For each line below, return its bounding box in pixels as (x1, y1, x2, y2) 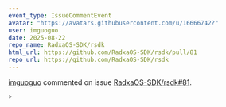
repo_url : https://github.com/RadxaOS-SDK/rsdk (8, 56, 169, 64)
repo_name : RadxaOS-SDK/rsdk (8, 41, 105, 49)
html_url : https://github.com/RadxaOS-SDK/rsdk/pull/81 (8, 48, 197, 56)
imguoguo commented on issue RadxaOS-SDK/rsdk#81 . (8, 77, 193, 87)
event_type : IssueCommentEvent (8, 11, 112, 20)
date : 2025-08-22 (8, 33, 66, 42)
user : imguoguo (8, 26, 59, 34)
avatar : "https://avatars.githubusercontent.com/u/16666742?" (8, 19, 219, 27)
